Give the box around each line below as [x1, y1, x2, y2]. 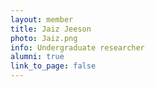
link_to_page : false [10, 61, 97, 71]
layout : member [10, 14, 74, 25]
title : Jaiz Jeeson [10, 24, 92, 34]
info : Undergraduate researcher [10, 42, 145, 53]
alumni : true [10, 52, 65, 62]
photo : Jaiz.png [10, 33, 78, 43]
